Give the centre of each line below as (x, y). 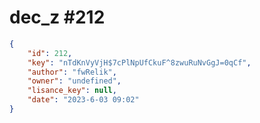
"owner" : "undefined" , (74, 81)
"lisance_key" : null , (72, 91)
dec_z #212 (57, 17)
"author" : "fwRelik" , (72, 72)
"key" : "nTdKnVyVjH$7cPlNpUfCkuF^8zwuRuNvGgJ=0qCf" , (139, 62)
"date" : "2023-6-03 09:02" (83, 100)
